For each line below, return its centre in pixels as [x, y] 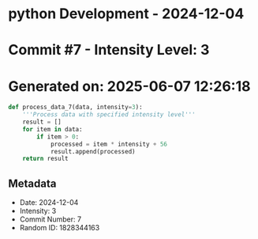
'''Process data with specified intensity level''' [109, 115]
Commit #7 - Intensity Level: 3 [109, 50]
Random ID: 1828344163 [60, 228]
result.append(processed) [93, 151]
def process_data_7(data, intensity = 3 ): [76, 108]
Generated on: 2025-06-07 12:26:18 [129, 86]
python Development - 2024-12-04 [126, 14]
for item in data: [52, 129]
